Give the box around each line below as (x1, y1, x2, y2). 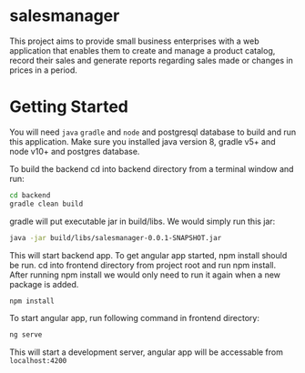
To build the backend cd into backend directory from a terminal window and (9, 163, 294, 174)
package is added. (9, 278, 79, 289)
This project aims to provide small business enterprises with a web (9, 35, 259, 46)
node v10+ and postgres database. (9, 146, 140, 156)
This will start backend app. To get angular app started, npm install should (9, 249, 288, 260)
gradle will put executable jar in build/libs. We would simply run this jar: (9, 216, 276, 227)
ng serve (9, 330, 43, 339)
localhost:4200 (9, 357, 67, 366)
